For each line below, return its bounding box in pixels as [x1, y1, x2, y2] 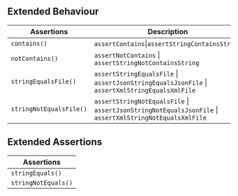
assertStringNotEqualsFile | [93, 96, 190, 105]
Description [147, 26, 188, 36]
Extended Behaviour [7, 6, 99, 18]
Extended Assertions [7, 136, 103, 148]
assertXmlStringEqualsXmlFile [93, 86, 196, 94]
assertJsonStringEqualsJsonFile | [93, 77, 208, 87]
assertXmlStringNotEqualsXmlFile [93, 113, 207, 122]
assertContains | [93, 38, 147, 48]
